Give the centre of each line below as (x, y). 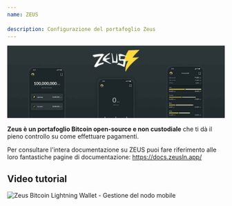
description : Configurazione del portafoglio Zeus (81, 29)
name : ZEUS (23, 14)
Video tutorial (37, 179)
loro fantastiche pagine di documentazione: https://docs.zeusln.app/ (105, 157)
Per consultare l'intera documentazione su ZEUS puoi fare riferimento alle (112, 150)
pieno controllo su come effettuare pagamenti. (73, 136)
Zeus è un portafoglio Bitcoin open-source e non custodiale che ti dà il (110, 129)
